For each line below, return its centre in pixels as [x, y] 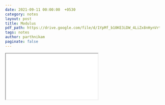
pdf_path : [15, 28]
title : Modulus [21, 23]
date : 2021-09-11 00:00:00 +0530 [41, 10]
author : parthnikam [25, 37]
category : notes [22, 14]
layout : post [18, 19]
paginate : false [22, 42]
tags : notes [17, 32]
